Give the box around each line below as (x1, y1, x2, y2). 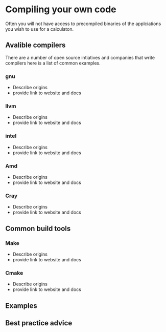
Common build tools (5, 224, 71, 233)
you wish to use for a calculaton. (5, 26, 74, 32)
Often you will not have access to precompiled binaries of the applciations (5, 20, 161, 27)
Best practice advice (5, 319, 73, 327)
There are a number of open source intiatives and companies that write (5, 54, 155, 60)
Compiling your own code (5, 4, 116, 15)
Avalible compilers (5, 41, 66, 50)
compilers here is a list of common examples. (5, 60, 101, 66)
